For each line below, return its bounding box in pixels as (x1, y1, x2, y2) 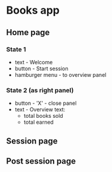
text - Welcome (14, 58, 53, 65)
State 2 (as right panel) (6, 86, 74, 94)
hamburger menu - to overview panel (14, 71, 107, 78)
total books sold (23, 112, 64, 120)
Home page (6, 27, 50, 37)
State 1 (6, 45, 26, 54)
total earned (23, 118, 54, 126)
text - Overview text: (14, 106, 66, 113)
